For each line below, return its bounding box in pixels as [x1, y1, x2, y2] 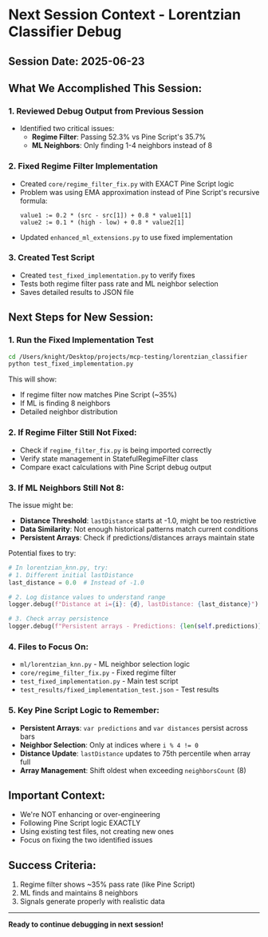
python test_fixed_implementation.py [8, 360, 134, 369]
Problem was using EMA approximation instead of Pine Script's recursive [19, 187, 260, 197]
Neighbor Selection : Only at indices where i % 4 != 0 [19, 740, 199, 749]
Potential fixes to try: [8, 548, 77, 557]
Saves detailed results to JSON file [19, 287, 134, 297]
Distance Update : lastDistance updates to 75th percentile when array [19, 748, 251, 758]
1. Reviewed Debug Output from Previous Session [8, 106, 204, 117]
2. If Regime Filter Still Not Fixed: [8, 427, 137, 438]
